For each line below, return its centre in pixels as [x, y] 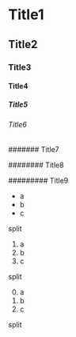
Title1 [26, 15]
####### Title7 [34, 149]
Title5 [18, 104]
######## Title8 [36, 165]
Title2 [23, 44]
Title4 [18, 86]
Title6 [18, 125]
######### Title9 [38, 180]
